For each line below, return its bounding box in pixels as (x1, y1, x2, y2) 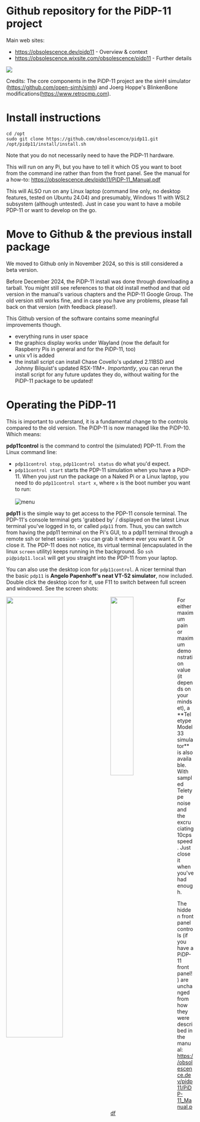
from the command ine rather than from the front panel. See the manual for (6, 169, 190, 177)
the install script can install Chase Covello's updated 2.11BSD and (14, 358, 174, 365)
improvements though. (6, 321, 62, 328)
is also (177, 749, 193, 756)
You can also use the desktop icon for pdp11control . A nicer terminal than (6, 566, 186, 573)
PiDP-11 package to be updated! (14, 377, 93, 384)
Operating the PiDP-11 (6, 398, 116, 412)
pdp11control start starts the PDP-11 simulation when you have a (14, 466, 176, 473)
